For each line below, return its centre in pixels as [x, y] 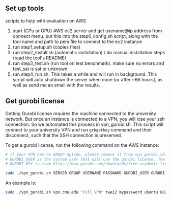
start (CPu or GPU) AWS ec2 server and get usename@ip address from [87, 31]
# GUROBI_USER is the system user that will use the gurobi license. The [85, 159]
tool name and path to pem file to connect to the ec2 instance [77, 41]
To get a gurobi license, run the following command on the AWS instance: [82, 145]
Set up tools [25, 8]
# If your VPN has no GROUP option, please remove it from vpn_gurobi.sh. [86, 154]
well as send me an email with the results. [56, 85]
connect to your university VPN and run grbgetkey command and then [78, 129]
